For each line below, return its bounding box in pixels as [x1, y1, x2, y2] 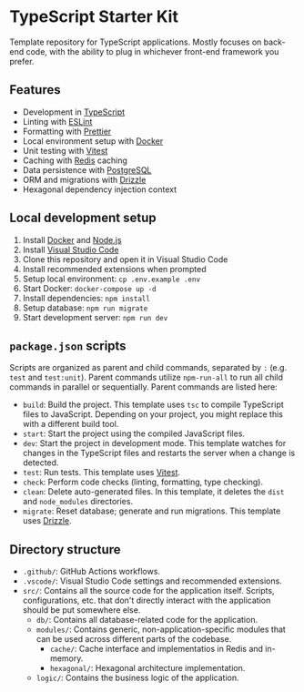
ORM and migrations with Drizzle [22, 174, 147, 185]
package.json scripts [9, 338, 127, 353]
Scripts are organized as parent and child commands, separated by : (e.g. [9, 362, 288, 373]
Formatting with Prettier [22, 126, 112, 137]
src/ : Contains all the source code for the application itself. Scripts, [22, 585, 275, 596]
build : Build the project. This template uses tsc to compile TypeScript [22, 399, 284, 411]
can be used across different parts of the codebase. [35, 634, 232, 645]
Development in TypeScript [22, 107, 126, 117]
